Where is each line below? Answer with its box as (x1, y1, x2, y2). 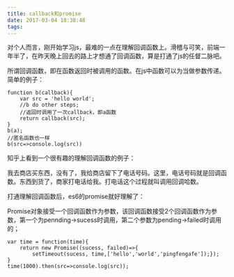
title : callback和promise (7, 10, 81, 17)
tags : (7, 23, 23, 30)
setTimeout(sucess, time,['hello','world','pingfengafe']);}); (32, 250, 219, 258)
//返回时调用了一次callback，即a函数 (19, 109, 117, 116)
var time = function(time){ (7, 239, 89, 246)
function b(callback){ (7, 89, 73, 96)
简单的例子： (7, 75, 44, 84)
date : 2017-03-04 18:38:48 (7, 17, 86, 24)
